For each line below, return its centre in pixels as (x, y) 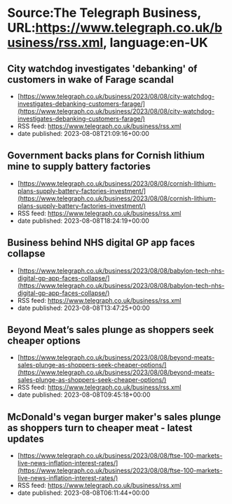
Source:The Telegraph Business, (104, 13)
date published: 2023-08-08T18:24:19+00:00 (83, 220)
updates (26, 438)
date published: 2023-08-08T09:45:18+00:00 (84, 395)
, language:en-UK (155, 43)
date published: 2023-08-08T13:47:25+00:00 (84, 308)
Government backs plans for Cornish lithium (106, 156)
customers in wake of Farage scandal (90, 80)
